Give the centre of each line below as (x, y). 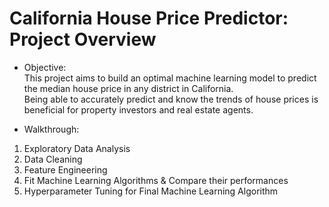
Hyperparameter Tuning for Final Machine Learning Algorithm (151, 191)
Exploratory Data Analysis (77, 148)
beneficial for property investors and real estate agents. (138, 109)
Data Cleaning (53, 159)
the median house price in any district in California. (128, 88)
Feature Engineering (65, 169)
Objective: (45, 67)
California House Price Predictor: (149, 18)
